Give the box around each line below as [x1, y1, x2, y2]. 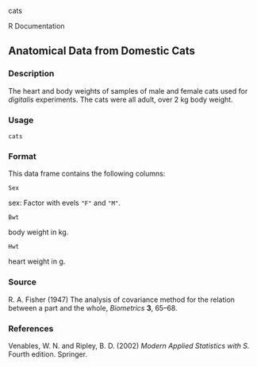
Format [8, 150, 37, 161]
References [8, 323, 54, 334]
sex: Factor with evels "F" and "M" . [8, 198, 121, 208]
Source [8, 276, 37, 288]
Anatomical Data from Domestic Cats [8, 44, 196, 58]
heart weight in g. [8, 257, 66, 266]
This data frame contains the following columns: [8, 169, 166, 179]
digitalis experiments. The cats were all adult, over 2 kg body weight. [8, 95, 233, 104]
